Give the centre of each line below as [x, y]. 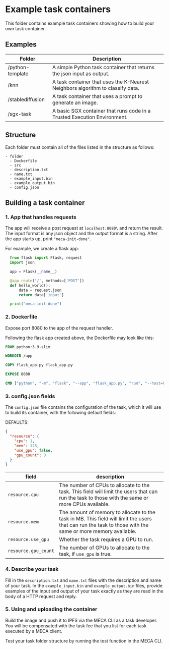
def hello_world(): [30, 285]
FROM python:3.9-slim [28, 347]
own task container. [26, 28]
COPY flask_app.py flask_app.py [39, 365]
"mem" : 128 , [27, 446]
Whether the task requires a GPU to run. [106, 539]
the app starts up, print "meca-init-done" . [48, 239]
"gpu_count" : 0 [30, 455]
